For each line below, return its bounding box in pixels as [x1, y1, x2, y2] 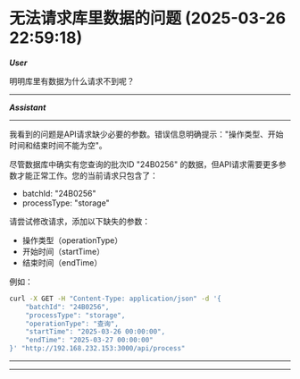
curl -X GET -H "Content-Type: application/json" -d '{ [9, 294, 221, 303]
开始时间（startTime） [21, 246, 105, 257]
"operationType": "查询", [25, 319, 119, 328]
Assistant [9, 102, 46, 113]
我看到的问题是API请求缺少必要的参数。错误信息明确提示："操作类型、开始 [9, 129, 284, 139]
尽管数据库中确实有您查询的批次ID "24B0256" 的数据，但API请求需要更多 [9, 158, 279, 170]
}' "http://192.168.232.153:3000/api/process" [9, 344, 186, 353]
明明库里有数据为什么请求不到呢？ [9, 75, 135, 86]
